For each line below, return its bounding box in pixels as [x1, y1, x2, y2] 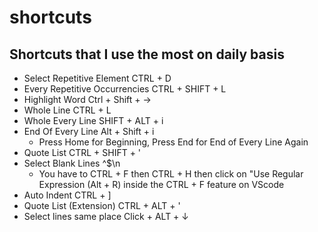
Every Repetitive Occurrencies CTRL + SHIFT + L [23, 83, 227, 95]
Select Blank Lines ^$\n [23, 157, 121, 169]
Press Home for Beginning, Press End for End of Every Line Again [38, 136, 309, 148]
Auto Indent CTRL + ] [23, 189, 112, 201]
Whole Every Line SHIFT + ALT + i [23, 115, 164, 126]
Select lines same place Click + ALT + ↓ [23, 211, 189, 222]
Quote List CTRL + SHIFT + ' [23, 147, 142, 158]
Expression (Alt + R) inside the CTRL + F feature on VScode [38, 179, 285, 190]
